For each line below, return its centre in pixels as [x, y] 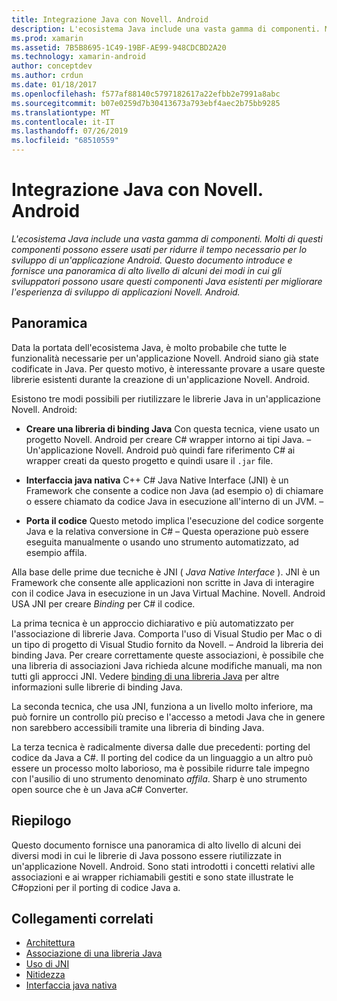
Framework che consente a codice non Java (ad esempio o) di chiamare [174, 490]
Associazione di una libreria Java [94, 953]
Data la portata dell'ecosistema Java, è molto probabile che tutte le [149, 347]
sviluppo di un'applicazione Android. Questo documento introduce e [152, 260]
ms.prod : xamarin [47, 38]
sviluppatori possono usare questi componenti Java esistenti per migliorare [167, 281]
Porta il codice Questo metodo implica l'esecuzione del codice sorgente [174, 520]
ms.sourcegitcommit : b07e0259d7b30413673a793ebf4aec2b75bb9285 [146, 103]
